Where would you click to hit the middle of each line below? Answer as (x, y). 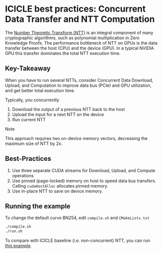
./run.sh (14, 231)
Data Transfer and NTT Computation (80, 19)
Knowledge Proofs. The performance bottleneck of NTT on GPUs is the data (81, 43)
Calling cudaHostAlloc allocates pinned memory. (60, 186)
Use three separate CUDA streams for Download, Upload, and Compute (84, 170)
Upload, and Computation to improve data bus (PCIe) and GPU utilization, (78, 85)
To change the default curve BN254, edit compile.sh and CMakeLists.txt (77, 218)
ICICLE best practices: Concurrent (75, 9)
